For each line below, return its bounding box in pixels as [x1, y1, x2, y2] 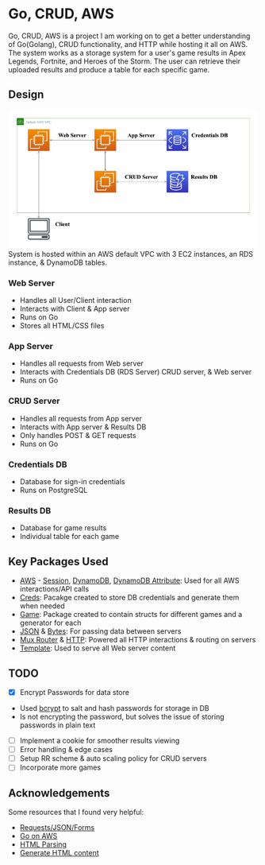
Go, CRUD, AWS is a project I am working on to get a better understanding [8, 31, 251, 41]
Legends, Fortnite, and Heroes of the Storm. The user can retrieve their [8, 56, 241, 66]
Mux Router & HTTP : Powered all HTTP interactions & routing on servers [19, 635, 256, 645]
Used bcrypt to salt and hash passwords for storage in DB [19, 704, 210, 713]
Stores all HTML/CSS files [19, 321, 105, 331]
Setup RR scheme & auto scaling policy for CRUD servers [19, 754, 208, 763]
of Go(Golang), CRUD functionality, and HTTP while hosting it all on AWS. [8, 39, 248, 48]
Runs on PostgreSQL [19, 486, 88, 495]
